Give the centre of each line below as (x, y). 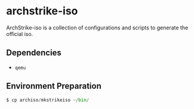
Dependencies (34, 53)
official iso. (20, 34)
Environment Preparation (54, 86)
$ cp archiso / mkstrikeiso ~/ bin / (48, 100)
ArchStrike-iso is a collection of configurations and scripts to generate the (97, 28)
